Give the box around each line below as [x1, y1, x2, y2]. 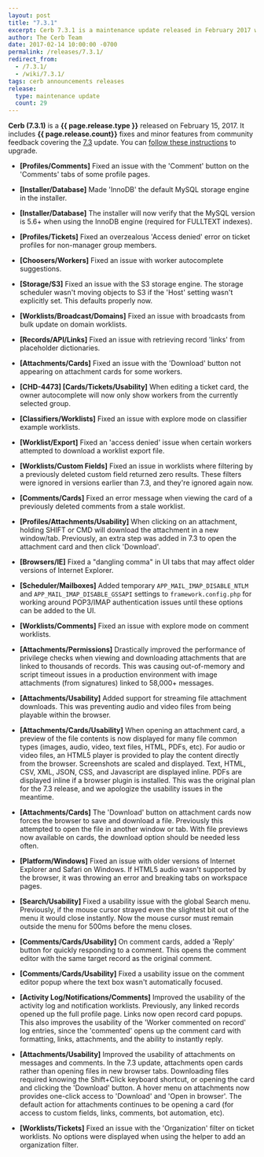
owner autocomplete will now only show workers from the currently [19, 390, 238, 400]
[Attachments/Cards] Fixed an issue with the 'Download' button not [19, 359, 241, 368]
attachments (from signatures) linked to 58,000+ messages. [19, 678, 214, 688]
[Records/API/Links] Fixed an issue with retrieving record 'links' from [19, 335, 245, 345]
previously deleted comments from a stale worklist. [19, 501, 185, 512]
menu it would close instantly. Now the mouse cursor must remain [19, 914, 234, 923]
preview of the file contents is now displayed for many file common [19, 734, 237, 744]
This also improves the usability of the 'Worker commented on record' [19, 1018, 247, 1027]
